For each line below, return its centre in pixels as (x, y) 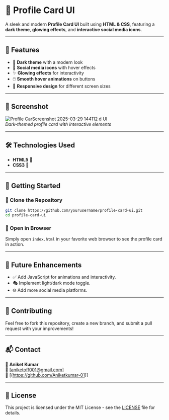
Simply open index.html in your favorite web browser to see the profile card (84, 239)
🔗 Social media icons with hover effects (54, 67)
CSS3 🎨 (21, 165)
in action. (15, 244)
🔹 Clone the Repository (34, 200)
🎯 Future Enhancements (44, 265)
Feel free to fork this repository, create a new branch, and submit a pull (79, 323)
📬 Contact (23, 350)
